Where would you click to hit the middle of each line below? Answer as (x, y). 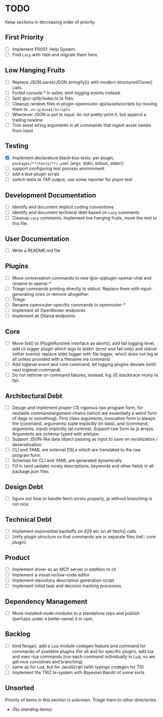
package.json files (30, 471)
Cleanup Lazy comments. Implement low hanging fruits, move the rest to (84, 218)
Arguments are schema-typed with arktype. (56, 434)
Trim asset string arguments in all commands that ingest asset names (82, 125)
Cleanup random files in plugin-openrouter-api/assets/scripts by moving (84, 103)
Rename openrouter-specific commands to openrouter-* (69, 305)
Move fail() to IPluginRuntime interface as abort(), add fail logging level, (83, 343)
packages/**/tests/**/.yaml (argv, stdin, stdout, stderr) (68, 163)
